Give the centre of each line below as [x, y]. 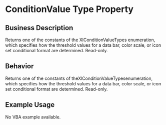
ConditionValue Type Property [69, 9]
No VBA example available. [33, 117]
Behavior [19, 66]
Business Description [39, 28]
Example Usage [30, 105]
